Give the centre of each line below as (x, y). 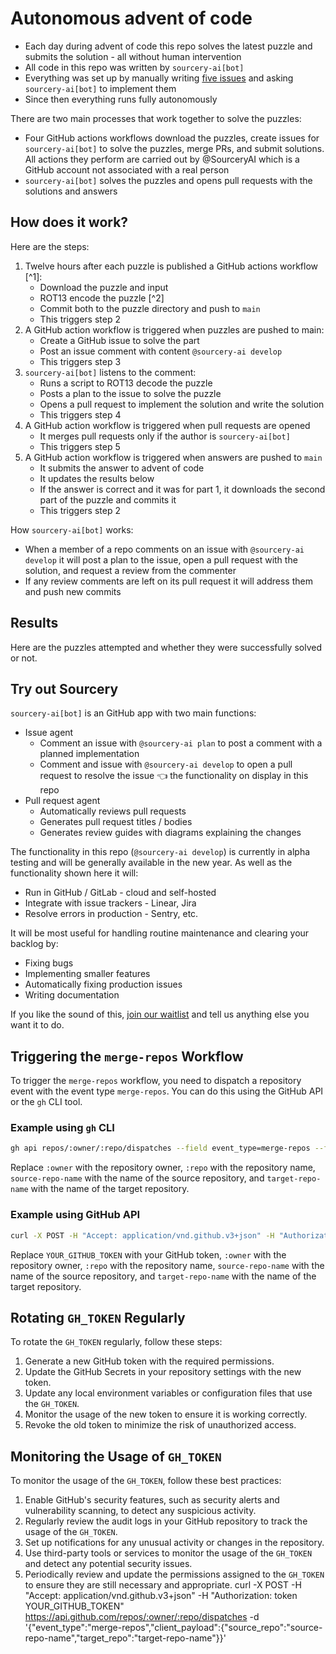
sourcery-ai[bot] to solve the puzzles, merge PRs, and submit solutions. (174, 148)
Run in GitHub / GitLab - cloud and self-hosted (120, 893)
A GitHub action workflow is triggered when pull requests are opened (167, 425)
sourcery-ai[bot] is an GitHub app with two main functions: (133, 713)
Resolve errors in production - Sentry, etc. (111, 914)
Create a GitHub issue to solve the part (119, 340)
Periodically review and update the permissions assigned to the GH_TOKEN (174, 1574)
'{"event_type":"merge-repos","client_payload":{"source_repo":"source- (173, 1628)
